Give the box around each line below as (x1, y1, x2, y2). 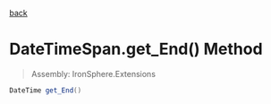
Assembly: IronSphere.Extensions (30, 68, 157, 79)
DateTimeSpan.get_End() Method (9, 39, 263, 59)
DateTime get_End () (9, 85, 82, 95)
